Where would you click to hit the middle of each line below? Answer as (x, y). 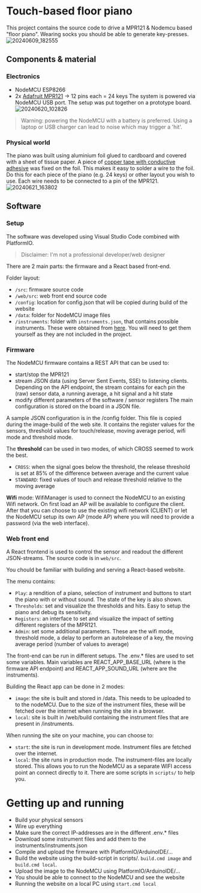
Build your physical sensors (49, 820)
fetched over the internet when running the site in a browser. (90, 711)
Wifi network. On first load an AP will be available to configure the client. (96, 504)
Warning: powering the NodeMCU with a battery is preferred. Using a (106, 120)
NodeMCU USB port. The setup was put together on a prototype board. (103, 102)
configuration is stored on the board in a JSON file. (78, 406)
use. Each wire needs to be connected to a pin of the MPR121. (82, 181)
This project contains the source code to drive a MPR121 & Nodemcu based (99, 28)
